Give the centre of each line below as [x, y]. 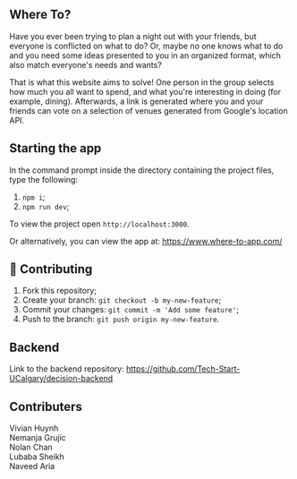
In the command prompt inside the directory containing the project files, [142, 170]
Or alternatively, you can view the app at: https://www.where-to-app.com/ [146, 241]
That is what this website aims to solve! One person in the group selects [142, 82]
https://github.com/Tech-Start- [183, 369]
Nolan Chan [31, 448]
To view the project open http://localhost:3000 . [99, 224]
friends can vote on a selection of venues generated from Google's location [148, 110]
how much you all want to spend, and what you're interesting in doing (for [145, 91]
